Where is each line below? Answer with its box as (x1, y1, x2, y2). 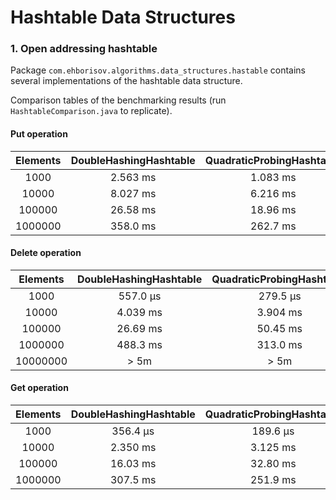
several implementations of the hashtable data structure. (10, 75, 243, 87)
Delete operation (10, 247, 82, 259)
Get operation (10, 382, 69, 394)
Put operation (10, 128, 68, 140)
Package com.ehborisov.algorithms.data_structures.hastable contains (10, 64, 306, 76)
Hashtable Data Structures (10, 6, 236, 29)
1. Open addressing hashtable (10, 42, 158, 56)
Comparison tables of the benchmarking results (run (10, 94, 227, 106)
